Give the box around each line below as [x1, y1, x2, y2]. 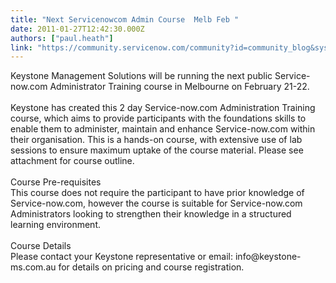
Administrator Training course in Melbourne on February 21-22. [49, 81, 310, 93]
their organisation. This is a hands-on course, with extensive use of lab [10, 134, 303, 146]
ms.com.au [10, 261, 57, 273]
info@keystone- [234, 251, 302, 263]
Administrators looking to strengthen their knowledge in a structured [10, 208, 292, 220]
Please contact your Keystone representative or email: [10, 251, 234, 263]
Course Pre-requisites [10, 176, 102, 188]
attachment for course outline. [10, 155, 135, 167]
